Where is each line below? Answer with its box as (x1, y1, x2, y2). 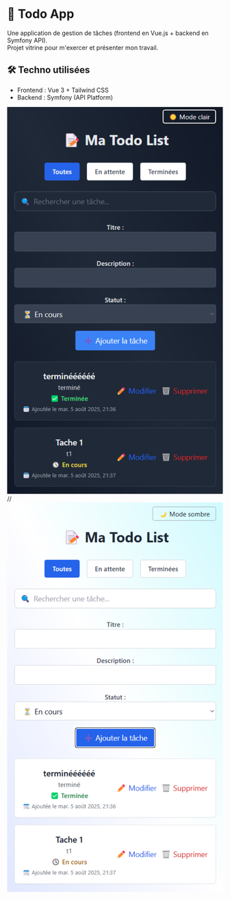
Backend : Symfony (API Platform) (16, 93, 114, 102)
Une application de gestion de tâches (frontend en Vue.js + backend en (7, 29, 209, 37)
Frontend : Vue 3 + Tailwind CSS (16, 86, 110, 94)
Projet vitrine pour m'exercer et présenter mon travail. (7, 43, 159, 51)
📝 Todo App (7, 6, 75, 22)
